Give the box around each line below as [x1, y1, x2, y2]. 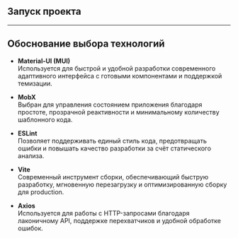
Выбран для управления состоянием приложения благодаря [17, 100, 203, 109]
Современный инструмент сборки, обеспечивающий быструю [17, 172, 209, 181]
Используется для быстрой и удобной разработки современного [17, 64, 216, 73]
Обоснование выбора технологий [7, 38, 165, 50]
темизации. [17, 79, 53, 88]
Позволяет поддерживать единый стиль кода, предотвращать [17, 136, 207, 145]
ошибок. [17, 224, 44, 232]
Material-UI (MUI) [17, 56, 71, 65]
